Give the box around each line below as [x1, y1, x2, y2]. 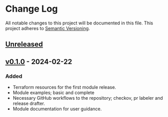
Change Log [5, 3, 58, 15]
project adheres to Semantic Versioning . [5, 25, 90, 31]
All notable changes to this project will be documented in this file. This [5, 20, 154, 26]
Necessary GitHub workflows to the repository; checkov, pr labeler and [12, 95, 163, 101]
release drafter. [12, 100, 45, 107]
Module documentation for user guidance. [12, 106, 102, 112]
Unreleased [5, 40, 44, 49]
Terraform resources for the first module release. [12, 84, 116, 91]
